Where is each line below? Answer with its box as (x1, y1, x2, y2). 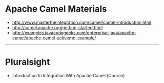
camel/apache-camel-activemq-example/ (12, 35, 96, 41)
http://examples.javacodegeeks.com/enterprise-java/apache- (12, 30, 137, 35)
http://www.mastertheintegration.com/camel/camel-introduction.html (12, 19, 152, 25)
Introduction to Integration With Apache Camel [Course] (12, 72, 125, 78)
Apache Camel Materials (5, 3, 107, 15)
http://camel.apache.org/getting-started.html (12, 24, 103, 30)
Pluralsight (5, 57, 50, 67)
